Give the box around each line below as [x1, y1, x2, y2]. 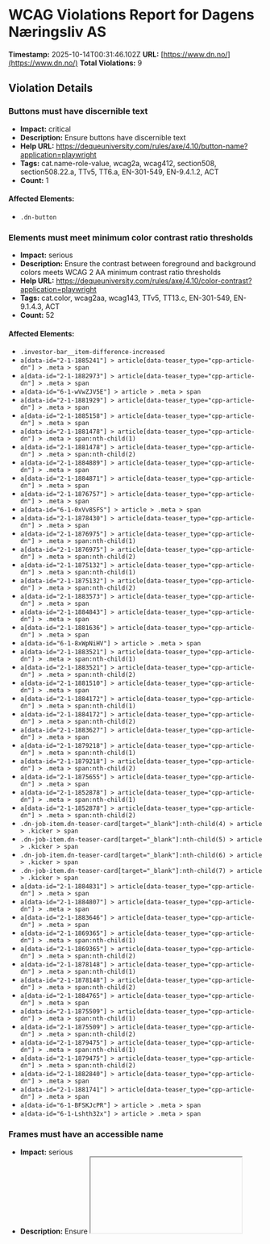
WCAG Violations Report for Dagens [8, 6, 255, 24]
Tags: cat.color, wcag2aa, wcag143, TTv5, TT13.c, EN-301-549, [19, 293, 232, 303]
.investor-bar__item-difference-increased [19, 349, 165, 357]
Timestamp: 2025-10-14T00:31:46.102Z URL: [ [8, 49, 164, 59]
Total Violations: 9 [79, 58, 143, 68]
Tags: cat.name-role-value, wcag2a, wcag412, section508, [19, 158, 217, 168]
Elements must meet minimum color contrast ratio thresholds [8, 232, 254, 243]
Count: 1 [19, 175, 49, 185]
